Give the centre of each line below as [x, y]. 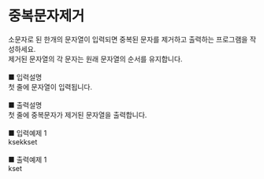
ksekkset [23, 141]
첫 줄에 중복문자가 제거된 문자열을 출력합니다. [78, 115]
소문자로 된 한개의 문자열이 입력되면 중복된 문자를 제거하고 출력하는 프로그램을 [128, 39]
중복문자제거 [46, 16]
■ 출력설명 [25, 105]
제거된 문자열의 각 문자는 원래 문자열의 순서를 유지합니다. [95, 59]
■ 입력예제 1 [28, 133]
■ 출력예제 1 [28, 159]
